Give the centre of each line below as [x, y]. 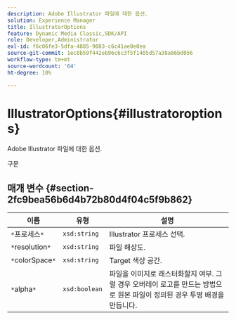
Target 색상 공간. [136, 261]
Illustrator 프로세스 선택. [147, 234]
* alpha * [24, 289]
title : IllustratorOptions [47, 27]
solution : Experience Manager [52, 20]
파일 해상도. [127, 248]
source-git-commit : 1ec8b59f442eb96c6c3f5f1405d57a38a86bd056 [100, 53]
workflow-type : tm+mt [39, 60]
